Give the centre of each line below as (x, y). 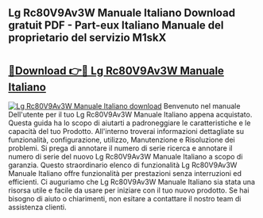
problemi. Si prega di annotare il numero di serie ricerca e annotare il (120, 148)
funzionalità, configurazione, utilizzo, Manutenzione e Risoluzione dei (122, 140)
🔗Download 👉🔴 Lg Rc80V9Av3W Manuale (116, 71)
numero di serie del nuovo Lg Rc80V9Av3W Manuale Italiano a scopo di (126, 157)
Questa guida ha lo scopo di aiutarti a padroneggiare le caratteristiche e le (130, 123)
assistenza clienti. (38, 207)
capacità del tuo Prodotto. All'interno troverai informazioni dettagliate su (126, 131)
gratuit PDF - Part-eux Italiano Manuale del (116, 26)
